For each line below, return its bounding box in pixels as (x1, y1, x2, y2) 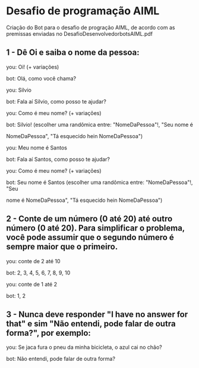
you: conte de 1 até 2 (6, 280, 58, 288)
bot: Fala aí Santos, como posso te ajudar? (6, 155, 110, 163)
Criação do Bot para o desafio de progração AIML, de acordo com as (6, 24, 175, 31)
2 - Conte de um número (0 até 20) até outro (6, 214, 173, 224)
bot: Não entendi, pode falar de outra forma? (6, 355, 116, 363)
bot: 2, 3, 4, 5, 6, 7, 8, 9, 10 (6, 269, 71, 276)
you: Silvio (6, 86, 31, 93)
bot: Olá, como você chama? (6, 74, 76, 82)
